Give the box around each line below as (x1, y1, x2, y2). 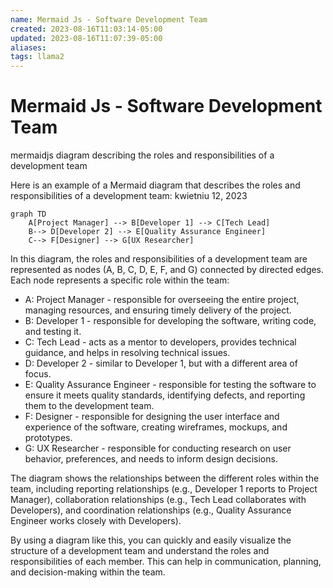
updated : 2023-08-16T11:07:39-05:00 (10, 33, 163, 43)
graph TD (10, 209, 47, 220)
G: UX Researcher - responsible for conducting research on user (24, 442, 292, 455)
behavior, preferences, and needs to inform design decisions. (24, 453, 278, 465)
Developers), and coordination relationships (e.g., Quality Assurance (10, 504, 292, 516)
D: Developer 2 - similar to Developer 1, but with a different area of (24, 357, 298, 370)
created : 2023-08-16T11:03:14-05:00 (10, 24, 163, 34)
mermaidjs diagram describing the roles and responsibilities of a (10, 149, 275, 161)
